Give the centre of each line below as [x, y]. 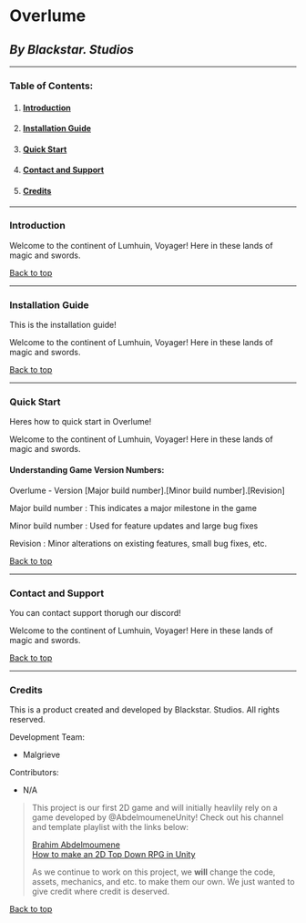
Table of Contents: [51, 86]
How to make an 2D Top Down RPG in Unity [113, 855]
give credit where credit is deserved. [101, 892]
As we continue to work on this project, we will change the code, [153, 872]
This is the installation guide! [63, 325]
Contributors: [34, 773]
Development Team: [47, 737]
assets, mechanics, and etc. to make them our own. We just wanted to [163, 882]
